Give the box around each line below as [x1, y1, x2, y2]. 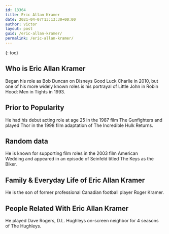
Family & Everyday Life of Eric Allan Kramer [5, 176, 145, 184]
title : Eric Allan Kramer [5, 12, 60, 17]
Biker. [5, 161, 17, 168]
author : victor [5, 21, 38, 27]
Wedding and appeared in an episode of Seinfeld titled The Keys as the [5, 156, 154, 162]
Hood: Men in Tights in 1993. [5, 88, 65, 94]
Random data [5, 137, 48, 145]
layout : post [5, 26, 33, 31]
